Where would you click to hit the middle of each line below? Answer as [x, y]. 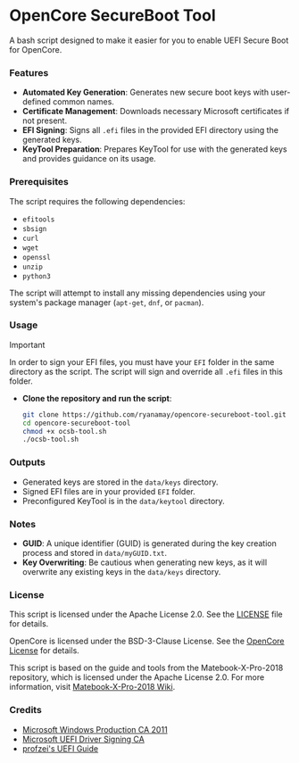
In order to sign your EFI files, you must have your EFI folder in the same [142, 361]
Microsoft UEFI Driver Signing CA [83, 739]
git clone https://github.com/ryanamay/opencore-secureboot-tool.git [154, 415]
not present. [45, 120]
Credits [25, 710]
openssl [36, 257]
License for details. [45, 651]
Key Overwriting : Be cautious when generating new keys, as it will [145, 562]
